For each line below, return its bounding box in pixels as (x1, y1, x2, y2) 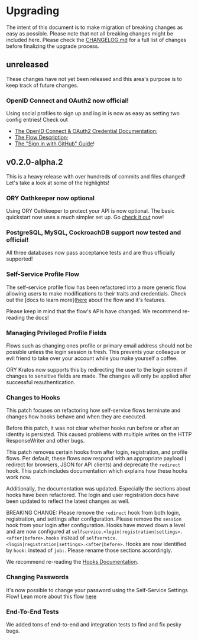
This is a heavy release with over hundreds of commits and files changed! (6, 173, 186, 180)
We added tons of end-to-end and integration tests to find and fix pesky (6, 620, 182, 628)
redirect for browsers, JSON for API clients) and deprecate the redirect (6, 461, 181, 468)
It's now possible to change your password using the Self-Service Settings (6, 586, 188, 593)
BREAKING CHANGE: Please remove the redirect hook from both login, (6, 509, 180, 516)
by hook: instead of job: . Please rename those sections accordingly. (6, 547, 173, 554)
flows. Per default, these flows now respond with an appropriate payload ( (6, 455, 187, 462)
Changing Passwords (6, 573, 69, 581)
